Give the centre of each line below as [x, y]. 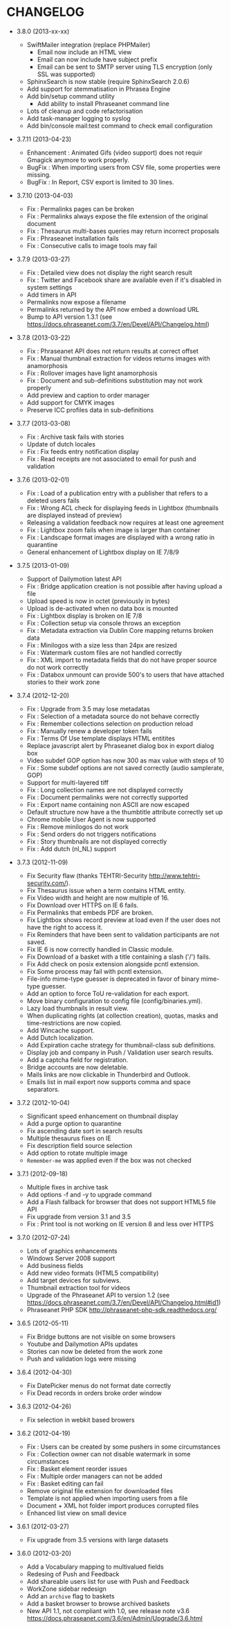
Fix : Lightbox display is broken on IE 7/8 [84, 616]
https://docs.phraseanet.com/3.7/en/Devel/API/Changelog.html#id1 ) [124, 1302]
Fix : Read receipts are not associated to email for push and [111, 459]
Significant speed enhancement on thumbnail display [102, 1116]
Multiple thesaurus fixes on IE [69, 1138]
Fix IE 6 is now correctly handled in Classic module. [100, 949]
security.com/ [47, 883]
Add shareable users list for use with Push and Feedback [108, 1581]
